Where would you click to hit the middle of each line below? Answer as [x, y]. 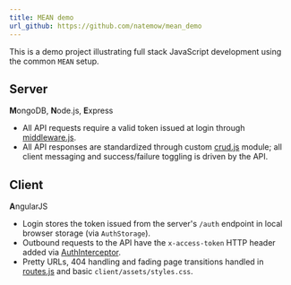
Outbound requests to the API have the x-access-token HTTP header [149, 243]
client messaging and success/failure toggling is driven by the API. [145, 157]
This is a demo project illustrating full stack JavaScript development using [145, 51]
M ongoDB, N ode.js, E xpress [61, 111]
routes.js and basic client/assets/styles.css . [108, 272]
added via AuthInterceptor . [72, 253]
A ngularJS [29, 206]
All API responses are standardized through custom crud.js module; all [152, 147]
